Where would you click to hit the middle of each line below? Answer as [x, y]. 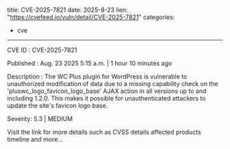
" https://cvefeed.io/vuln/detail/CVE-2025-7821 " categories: [91, 17]
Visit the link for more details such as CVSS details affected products [104, 132]
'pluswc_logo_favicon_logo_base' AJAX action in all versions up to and [107, 91]
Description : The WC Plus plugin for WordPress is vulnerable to [97, 77]
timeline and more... [35, 139]
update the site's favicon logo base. [57, 106]
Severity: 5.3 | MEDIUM [40, 119]
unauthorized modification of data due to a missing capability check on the [113, 84]
